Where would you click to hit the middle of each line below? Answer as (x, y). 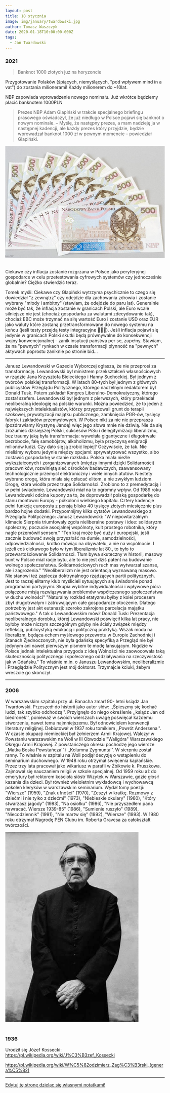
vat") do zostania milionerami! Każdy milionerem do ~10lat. (67, 87)
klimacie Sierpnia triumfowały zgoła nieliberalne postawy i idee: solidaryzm (83, 522)
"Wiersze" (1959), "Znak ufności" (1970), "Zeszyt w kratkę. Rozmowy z (79, 793)
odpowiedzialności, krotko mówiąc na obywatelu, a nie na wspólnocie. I (80, 543)
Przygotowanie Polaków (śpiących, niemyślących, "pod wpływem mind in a (83, 82)
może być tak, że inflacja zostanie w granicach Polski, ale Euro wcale (77, 308)
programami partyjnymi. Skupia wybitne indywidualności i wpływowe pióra (83, 586)
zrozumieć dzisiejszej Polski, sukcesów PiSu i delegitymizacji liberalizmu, (81, 430)
